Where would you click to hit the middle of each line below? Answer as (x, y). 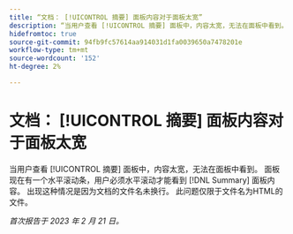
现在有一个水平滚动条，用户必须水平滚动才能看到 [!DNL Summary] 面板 (138, 180)
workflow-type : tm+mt (49, 50)
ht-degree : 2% (35, 67)
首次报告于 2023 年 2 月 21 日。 (66, 221)
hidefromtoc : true (43, 34)
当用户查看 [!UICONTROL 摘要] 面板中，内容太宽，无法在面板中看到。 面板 (145, 169)
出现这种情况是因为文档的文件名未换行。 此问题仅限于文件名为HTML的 (154, 191)
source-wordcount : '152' (55, 58)
